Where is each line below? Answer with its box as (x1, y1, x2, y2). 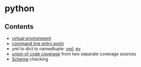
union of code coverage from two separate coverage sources (11, 51, 136, 57)
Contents (4, 22, 34, 31)
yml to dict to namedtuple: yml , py (11, 46, 81, 51)
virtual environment (11, 35, 52, 41)
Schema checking (11, 56, 49, 62)
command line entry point (11, 41, 64, 46)
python (4, 3, 35, 14)
